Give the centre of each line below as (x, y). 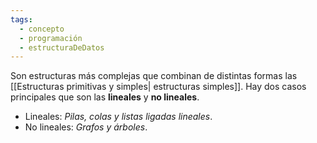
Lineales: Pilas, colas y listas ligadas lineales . (118, 117)
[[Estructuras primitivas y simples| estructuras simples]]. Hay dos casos (158, 87)
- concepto (42, 29)
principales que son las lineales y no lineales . (105, 97)
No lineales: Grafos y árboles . (86, 127)
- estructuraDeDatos (62, 47)
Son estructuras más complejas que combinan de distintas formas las (154, 76)
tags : (21, 19)
